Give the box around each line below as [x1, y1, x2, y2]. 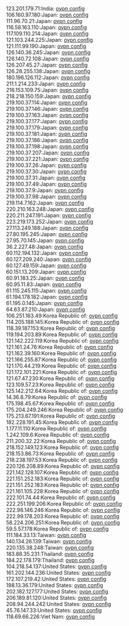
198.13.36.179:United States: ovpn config [6, 582, 104, 589]
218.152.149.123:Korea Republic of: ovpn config [6, 444, 119, 451]
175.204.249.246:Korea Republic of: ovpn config [6, 407, 123, 413]
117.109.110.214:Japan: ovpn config [6, 30, 89, 37]
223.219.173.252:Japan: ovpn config [6, 218, 94, 225]
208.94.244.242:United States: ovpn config [6, 601, 111, 607]
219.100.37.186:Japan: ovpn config [6, 137, 89, 143]
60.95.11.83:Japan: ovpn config [6, 281, 82, 288]
